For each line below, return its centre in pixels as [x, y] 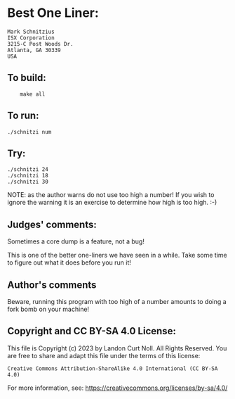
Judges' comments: [52, 224]
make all [33, 94]
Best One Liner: [53, 13]
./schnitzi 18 [28, 176]
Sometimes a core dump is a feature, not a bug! [76, 241]
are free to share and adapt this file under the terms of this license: [104, 355]
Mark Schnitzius [31, 32]
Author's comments [52, 285]
